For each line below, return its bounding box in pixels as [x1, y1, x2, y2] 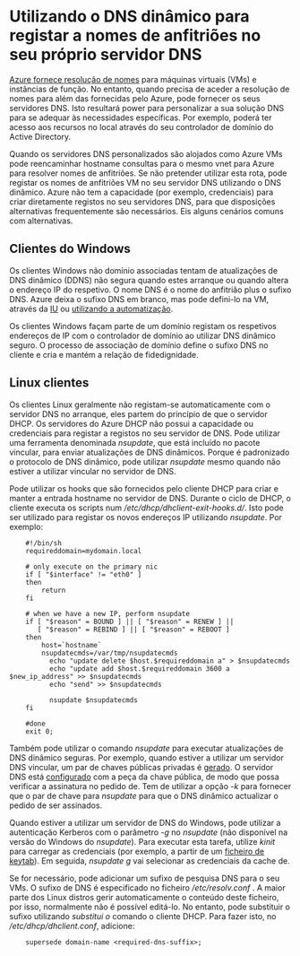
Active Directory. [9, 131, 72, 142]
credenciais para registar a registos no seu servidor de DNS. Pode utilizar [9, 428, 280, 439]
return [41, 586, 66, 595]
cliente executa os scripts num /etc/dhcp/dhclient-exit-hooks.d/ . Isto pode [9, 502, 284, 513]
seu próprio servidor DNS [9, 45, 202, 65]
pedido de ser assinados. [9, 800, 103, 811]
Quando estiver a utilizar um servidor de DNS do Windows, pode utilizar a [9, 817, 281, 828]
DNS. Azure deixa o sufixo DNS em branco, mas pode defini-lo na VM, [9, 293, 270, 304]
